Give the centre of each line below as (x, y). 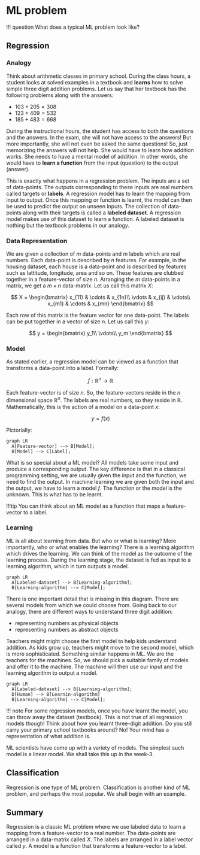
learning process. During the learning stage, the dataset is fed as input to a (99, 560)
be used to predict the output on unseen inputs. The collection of (86, 206)
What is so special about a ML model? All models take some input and (92, 462)
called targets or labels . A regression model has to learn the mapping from (98, 193)
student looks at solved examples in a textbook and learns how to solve (95, 82)
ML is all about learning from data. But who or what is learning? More (91, 541)
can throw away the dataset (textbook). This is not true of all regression (94, 717)
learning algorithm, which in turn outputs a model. (68, 566)
